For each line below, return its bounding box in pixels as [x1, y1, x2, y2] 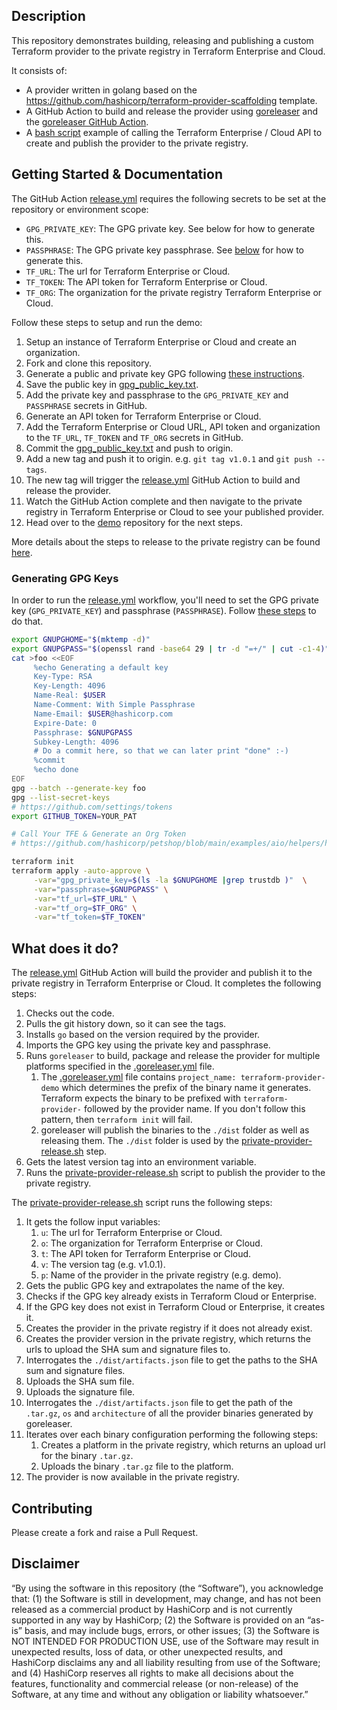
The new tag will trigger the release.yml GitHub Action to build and [25, 474, 301, 486]
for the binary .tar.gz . [40, 1450, 134, 1462]
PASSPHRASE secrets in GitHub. [25, 399, 148, 411]
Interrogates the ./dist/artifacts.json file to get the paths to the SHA [25, 1354, 318, 1366]
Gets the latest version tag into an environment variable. [25, 1156, 257, 1168]
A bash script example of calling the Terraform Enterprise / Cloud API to [25, 126, 323, 138]
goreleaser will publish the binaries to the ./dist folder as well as [40, 1124, 310, 1136]
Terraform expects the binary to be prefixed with [40, 1092, 242, 1104]
